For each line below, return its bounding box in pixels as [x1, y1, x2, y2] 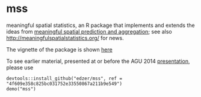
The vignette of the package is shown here [6, 46, 113, 53]
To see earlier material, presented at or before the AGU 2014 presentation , [6, 57, 190, 65]
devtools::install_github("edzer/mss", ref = [6, 75, 122, 81]
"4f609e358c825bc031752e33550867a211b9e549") [6, 80, 122, 87]
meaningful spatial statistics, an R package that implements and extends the [6, 22, 195, 29]
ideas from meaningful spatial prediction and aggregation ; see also [6, 28, 173, 35]
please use [6, 63, 34, 71]
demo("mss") [6, 86, 36, 92]
